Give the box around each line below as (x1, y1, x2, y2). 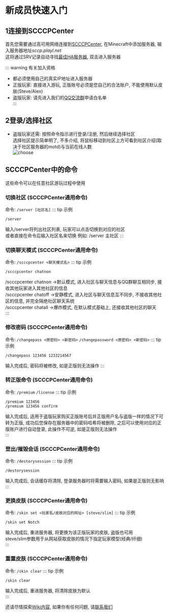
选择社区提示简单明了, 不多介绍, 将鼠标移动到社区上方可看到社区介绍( (12, 137, 157, 143)
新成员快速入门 (5, 5, 68, 16)
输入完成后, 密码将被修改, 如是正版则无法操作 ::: (5, 363, 105, 369)
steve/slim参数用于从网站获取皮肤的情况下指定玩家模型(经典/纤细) (5, 536, 143, 542)
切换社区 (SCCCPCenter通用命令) (5, 194, 88, 201)
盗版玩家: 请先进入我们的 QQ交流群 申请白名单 (12, 95, 107, 100)
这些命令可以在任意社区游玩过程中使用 (5, 180, 85, 186)
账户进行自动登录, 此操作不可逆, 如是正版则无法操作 (9, 426, 117, 432)
